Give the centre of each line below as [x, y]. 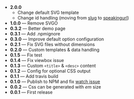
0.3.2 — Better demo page [38, 28]
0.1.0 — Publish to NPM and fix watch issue [55, 81]
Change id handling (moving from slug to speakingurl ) [73, 18]
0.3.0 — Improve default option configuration [57, 39]
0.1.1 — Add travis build [34, 76]
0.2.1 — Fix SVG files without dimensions [52, 44]
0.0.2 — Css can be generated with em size [55, 87]
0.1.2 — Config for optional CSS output [50, 71]
